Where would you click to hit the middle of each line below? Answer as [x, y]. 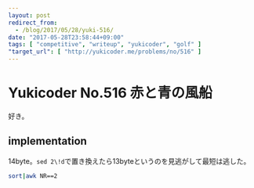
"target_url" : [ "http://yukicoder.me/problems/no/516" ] [105, 52]
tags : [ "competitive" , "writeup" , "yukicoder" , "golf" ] [105, 45]
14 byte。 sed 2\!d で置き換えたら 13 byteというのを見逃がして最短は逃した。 [129, 161]
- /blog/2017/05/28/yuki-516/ [64, 30]
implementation [48, 141]
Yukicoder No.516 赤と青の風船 [111, 93]
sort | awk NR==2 [33, 176]
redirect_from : [33, 23]
